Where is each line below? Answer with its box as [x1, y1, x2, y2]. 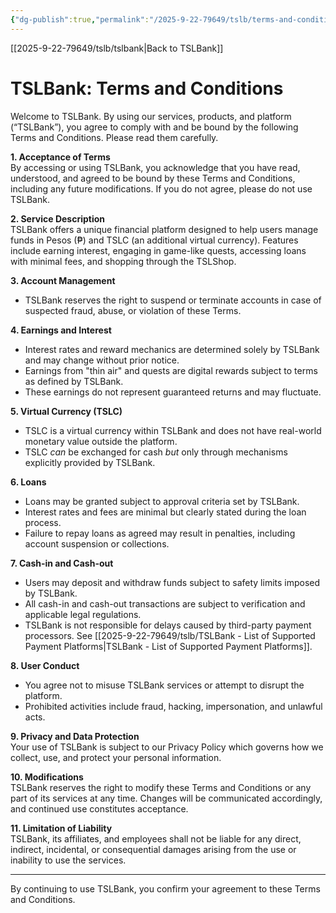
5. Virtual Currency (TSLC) [10, 405, 123, 417]
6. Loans [10, 476, 47, 488]
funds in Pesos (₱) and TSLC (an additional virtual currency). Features [10, 234, 299, 246]
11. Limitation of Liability [10, 822, 113, 834]
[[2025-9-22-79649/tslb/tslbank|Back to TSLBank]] [10, 42, 224, 54]
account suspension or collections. [24, 537, 170, 550]
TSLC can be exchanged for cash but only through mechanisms [24, 446, 288, 458]
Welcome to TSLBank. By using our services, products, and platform [10, 110, 292, 122]
